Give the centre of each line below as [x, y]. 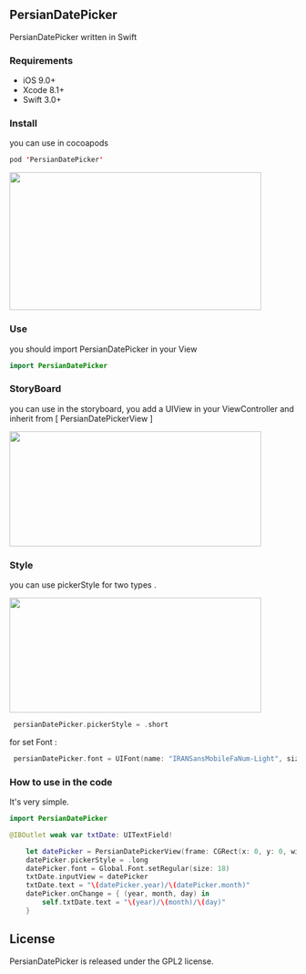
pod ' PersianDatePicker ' [56, 160]
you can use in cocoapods [59, 143]
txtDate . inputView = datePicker [87, 877]
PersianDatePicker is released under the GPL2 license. [112, 961]
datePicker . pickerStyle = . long [87, 860]
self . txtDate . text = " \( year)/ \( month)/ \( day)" [134, 902]
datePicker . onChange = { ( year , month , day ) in [117, 894]
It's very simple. [40, 802]
